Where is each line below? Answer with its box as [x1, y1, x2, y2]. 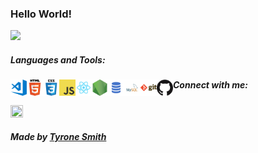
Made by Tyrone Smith [10, 131, 107, 143]
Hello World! [10, 7, 73, 21]
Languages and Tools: [10, 53, 106, 66]
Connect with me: [173, 79, 248, 91]
